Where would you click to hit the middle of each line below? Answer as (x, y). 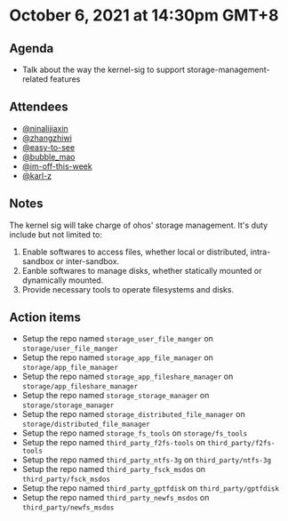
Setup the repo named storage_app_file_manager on (117, 357)
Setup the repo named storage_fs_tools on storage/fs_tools (135, 433)
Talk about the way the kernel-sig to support (103, 69)
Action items (45, 318)
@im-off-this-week (57, 166)
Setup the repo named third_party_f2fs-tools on (114, 443)
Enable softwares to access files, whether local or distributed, (135, 252)
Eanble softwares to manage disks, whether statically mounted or (142, 270)
